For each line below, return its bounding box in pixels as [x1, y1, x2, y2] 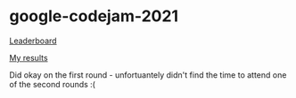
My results [9, 52, 48, 63]
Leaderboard [9, 35, 57, 46]
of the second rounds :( [9, 79, 96, 89]
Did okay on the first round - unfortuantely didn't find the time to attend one [9, 69, 287, 80]
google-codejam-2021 [9, 6, 179, 26]
